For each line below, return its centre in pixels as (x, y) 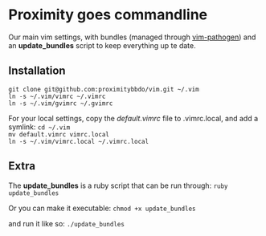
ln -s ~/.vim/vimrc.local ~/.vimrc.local (79, 141)
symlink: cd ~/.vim (39, 127)
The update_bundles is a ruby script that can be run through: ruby (118, 185)
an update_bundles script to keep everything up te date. (102, 45)
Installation (37, 71)
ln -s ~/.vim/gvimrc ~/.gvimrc (61, 103)
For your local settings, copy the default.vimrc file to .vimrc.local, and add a (133, 118)
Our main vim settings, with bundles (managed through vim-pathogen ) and (132, 37)
